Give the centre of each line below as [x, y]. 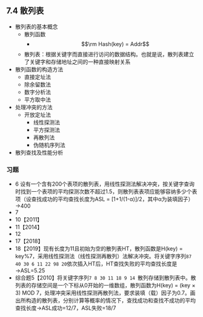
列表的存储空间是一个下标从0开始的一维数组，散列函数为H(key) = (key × [105, 286]
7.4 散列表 [25, 11]
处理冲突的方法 [34, 107]
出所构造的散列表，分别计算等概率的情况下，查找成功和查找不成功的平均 [105, 301]
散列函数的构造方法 [39, 69]
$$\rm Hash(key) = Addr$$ [115, 44]
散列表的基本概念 [36, 27]
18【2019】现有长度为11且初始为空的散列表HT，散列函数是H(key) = [99, 249]
